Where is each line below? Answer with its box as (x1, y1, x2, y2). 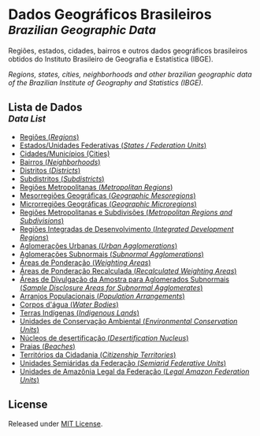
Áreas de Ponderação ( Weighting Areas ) (19, 258, 151, 267)
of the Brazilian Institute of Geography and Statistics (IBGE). (8, 77, 203, 88)
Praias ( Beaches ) (19, 341, 76, 351)
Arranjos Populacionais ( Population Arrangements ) (19, 291, 185, 300)
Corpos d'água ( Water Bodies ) (19, 300, 120, 309)
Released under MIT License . (8, 419, 103, 428)
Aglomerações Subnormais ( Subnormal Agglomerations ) (19, 249, 205, 259)
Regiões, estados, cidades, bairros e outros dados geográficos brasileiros (8, 46, 248, 55)
